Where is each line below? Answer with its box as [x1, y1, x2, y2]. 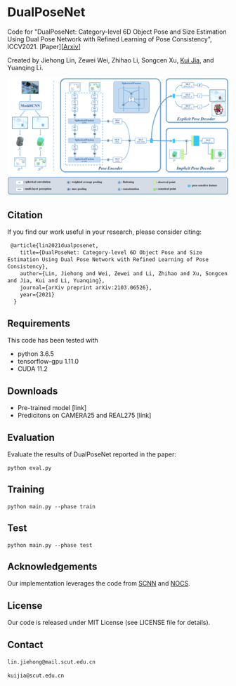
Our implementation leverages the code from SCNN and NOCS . [7, 579, 191, 588]
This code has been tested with [7, 336, 98, 345]
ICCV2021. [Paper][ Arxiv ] [7, 42, 81, 51]
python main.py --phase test [7, 541, 93, 548]
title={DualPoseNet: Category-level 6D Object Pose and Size [20, 249, 202, 256]
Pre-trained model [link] [17, 404, 87, 412]
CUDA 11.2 [17, 364, 48, 373]
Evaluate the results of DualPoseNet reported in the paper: [7, 450, 177, 459]
